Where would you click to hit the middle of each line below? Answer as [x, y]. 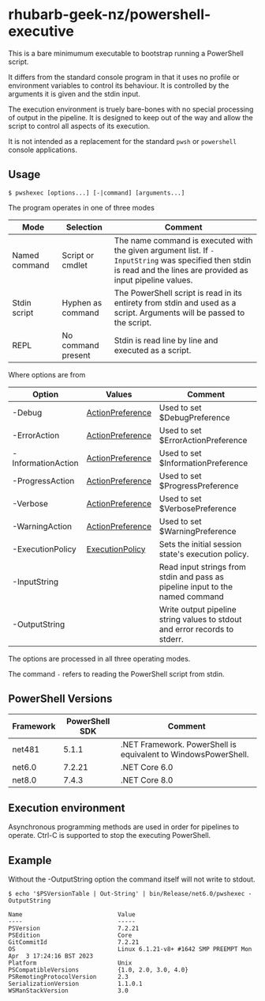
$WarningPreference [198, 531]
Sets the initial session [200, 544]
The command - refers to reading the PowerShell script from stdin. [116, 673]
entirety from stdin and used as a [175, 302]
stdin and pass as [192, 577]
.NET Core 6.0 [147, 767]
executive [41, 31]
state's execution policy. [204, 554]
